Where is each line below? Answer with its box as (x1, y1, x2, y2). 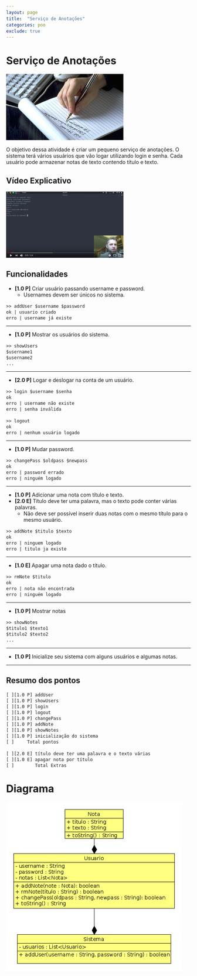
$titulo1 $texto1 (6, 625, 49, 631)
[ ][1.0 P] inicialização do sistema (6, 733, 98, 739)
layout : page (6, 9, 38, 15)
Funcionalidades (6, 269, 69, 279)
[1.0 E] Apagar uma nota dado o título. (14, 562, 107, 569)
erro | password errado (6, 469, 64, 475)
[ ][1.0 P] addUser (6, 692, 54, 698)
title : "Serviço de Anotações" (6, 15, 85, 22)
